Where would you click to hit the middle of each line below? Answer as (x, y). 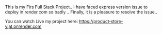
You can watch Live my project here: (41, 21)
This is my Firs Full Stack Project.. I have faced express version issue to (76, 7)
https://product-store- (101, 21)
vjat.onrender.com (23, 26)
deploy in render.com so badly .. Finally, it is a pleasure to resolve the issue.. (81, 12)
